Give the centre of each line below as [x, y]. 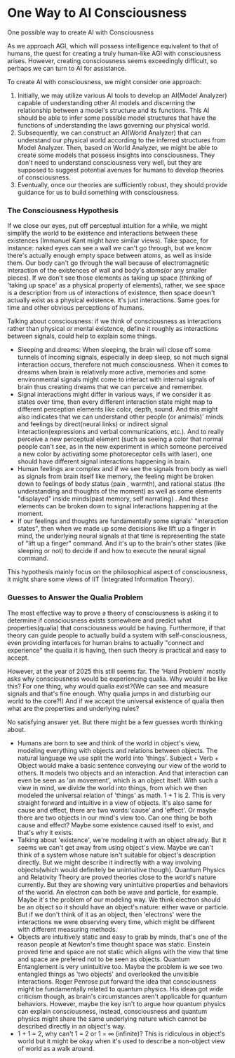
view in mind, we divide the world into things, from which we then [112, 787]
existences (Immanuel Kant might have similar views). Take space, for [108, 240]
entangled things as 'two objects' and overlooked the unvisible [108, 974]
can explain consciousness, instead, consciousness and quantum [112, 1011]
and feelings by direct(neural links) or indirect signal [93, 424]
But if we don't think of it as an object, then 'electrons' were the [109, 914]
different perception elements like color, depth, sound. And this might [117, 409]
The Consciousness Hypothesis [63, 210]
